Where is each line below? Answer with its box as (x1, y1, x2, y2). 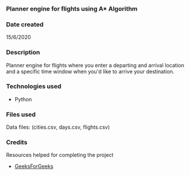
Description (6, 49, 40, 57)
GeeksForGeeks (14, 163, 54, 170)
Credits (6, 138, 27, 146)
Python (14, 95, 32, 102)
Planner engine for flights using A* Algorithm (6, 5, 138, 13)
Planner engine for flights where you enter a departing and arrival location (6, 61, 184, 68)
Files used (6, 110, 36, 118)
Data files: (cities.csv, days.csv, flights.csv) (6, 123, 110, 131)
